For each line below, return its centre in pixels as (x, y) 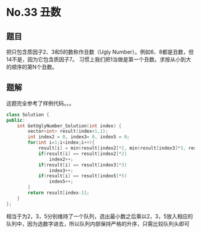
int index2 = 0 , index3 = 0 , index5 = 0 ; (79, 137)
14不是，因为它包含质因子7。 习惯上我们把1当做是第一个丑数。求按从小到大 (99, 59)
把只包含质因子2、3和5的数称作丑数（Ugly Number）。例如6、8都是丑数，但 (100, 52)
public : (16, 120)
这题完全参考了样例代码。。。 (40, 103)
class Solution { (28, 115)
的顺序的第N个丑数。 (32, 67)
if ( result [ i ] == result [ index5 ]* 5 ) (83, 176)
